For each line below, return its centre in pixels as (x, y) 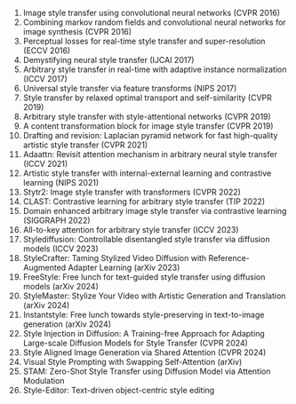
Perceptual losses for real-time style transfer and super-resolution (144, 41)
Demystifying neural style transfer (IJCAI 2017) (108, 60)
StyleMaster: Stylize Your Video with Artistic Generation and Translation (154, 296)
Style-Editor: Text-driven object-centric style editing (119, 390)
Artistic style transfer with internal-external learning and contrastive (147, 173)
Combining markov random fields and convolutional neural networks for (155, 22)
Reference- (229, 258)
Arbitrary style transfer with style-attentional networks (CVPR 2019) (147, 116)
